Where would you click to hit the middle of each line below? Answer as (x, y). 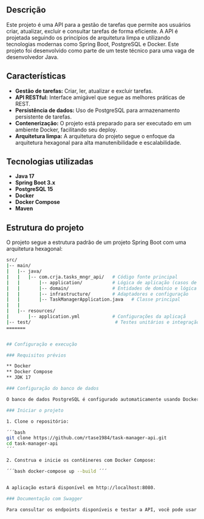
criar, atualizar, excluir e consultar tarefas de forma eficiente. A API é (92, 31)
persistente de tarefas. (43, 117)
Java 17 (25, 176)
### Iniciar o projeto (35, 410)
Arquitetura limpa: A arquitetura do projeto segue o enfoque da (95, 136)
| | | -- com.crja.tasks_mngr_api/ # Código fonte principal (92, 277)
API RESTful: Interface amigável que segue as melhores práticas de (100, 97)
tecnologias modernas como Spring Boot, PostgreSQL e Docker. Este (93, 44)
